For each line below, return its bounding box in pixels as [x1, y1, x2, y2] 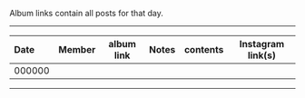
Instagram [239, 38, 285, 50]
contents [184, 44, 224, 55]
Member [58, 44, 96, 55]
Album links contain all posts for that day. [9, 8, 163, 18]
